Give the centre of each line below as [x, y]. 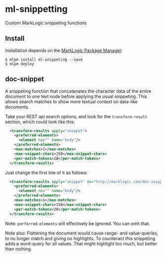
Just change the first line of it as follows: [46, 173]
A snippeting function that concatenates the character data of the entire [78, 91]
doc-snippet [25, 79]
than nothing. [19, 249]
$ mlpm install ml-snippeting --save [44, 60]
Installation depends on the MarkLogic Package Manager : [64, 50]
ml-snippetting [36, 9]
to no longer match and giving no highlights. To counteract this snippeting [80, 238]
